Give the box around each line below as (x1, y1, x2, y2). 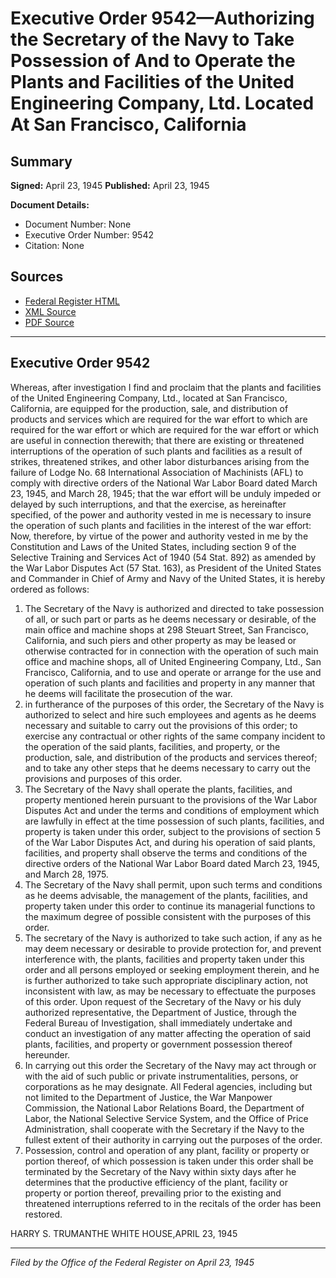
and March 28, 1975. (24, 868, 109, 880)
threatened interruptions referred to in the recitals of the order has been (24, 1197, 322, 1209)
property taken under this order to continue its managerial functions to (24, 900, 316, 912)
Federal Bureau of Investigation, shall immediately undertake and (24, 1017, 293, 1029)
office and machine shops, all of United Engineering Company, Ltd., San (24, 655, 322, 667)
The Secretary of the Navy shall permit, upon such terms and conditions (24, 878, 323, 891)
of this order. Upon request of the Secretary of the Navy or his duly (24, 995, 302, 1007)
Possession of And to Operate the (10, 50, 296, 72)
